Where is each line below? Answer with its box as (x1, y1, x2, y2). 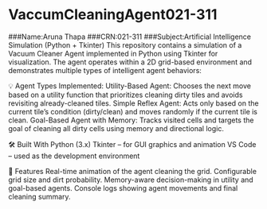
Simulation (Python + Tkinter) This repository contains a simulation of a (8, 40, 242, 49)
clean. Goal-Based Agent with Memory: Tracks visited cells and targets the (8, 115, 254, 125)
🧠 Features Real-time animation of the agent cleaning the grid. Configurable (8, 166, 257, 176)
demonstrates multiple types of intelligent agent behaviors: (8, 65, 202, 75)
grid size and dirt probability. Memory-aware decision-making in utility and (8, 175, 253, 184)
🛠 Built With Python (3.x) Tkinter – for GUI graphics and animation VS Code (8, 139, 257, 149)
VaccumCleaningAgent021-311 (8, 6, 218, 24)
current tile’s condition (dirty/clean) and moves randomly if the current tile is (8, 106, 257, 116)
